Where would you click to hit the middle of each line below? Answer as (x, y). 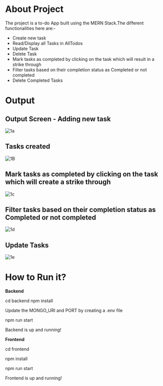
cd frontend (17, 349)
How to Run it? (36, 277)
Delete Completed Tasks (38, 80)
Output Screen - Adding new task (58, 119)
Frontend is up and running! (34, 378)
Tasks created (28, 146)
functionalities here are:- (30, 28)
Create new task (29, 38)
